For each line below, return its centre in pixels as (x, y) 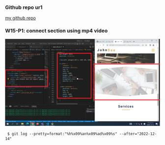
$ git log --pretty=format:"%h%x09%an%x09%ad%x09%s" (62, 134)
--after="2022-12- (138, 134)
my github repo (20, 18)
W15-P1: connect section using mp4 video (56, 31)
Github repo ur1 (24, 7)
